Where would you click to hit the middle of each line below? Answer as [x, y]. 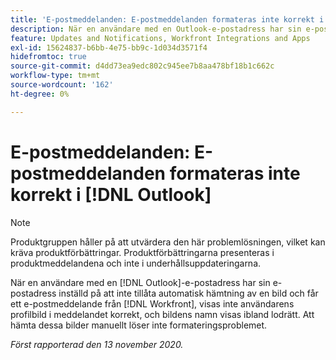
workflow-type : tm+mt [55, 76]
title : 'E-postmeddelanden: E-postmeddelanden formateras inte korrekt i [167, 19]
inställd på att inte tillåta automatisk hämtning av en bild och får [188, 293]
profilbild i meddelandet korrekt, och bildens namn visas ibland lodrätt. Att [162, 314]
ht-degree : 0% [40, 94]
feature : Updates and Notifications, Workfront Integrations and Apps [160, 38]
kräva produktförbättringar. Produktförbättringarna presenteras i [142, 252]
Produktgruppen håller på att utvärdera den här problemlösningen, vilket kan [168, 242]
